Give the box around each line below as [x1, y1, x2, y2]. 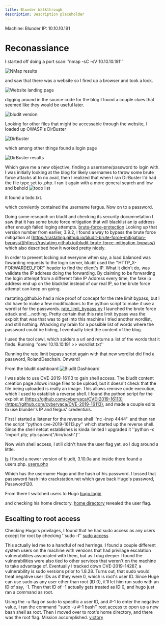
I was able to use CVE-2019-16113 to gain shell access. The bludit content [5, 375, 154, 381]
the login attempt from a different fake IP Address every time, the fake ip [5, 276, 151, 282]
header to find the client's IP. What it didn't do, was [46, 265, 150, 271]
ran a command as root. [5, 589, 54, 595]
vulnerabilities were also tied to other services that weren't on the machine [5, 558, 156, 564]
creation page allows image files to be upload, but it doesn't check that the [5, 380, 156, 386]
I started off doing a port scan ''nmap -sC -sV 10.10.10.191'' [5, 58, 123, 64]
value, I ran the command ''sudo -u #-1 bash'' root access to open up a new [5, 604, 159, 610]
